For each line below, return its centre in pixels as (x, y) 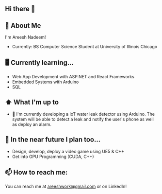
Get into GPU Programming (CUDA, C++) (53, 157)
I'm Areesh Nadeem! (25, 37)
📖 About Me (23, 26)
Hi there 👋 (20, 9)
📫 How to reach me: (36, 172)
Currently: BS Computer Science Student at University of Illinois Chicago (85, 47)
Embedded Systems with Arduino (45, 82)
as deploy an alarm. (32, 124)
